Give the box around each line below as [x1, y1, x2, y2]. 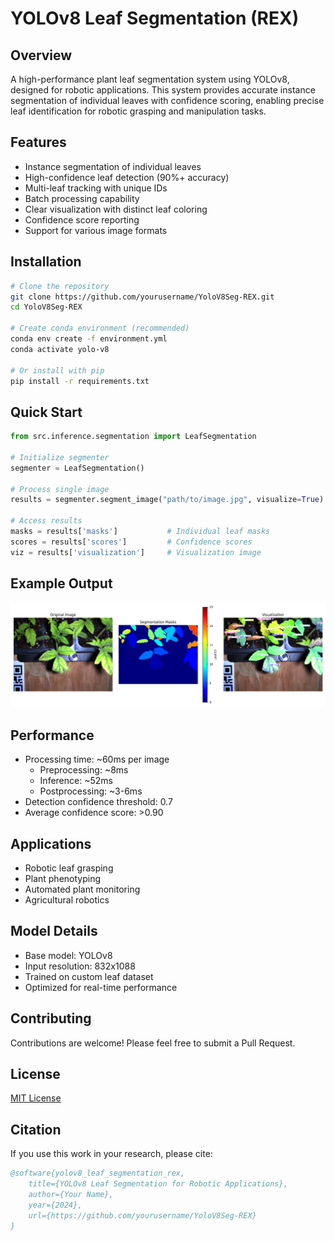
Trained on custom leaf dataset [24, 970, 154, 982]
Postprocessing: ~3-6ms [39, 785, 143, 797]
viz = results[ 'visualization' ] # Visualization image [10, 547, 262, 557]
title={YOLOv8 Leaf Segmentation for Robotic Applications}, [28, 1179, 288, 1189]
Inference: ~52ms [39, 775, 113, 787]
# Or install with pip [10, 365, 105, 376]
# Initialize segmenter [10, 452, 110, 462]
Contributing [10, 1010, 92, 1027]
